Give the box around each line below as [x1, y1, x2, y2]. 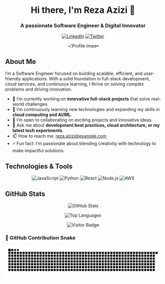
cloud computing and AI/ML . [12, 112, 73, 118]
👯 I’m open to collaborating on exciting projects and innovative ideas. [12, 117, 153, 123]
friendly [5, 76, 21, 82]
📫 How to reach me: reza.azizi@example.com [12, 133, 107, 139]
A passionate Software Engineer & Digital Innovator [20, 22, 146, 29]
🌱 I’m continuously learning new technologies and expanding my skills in [12, 107, 160, 113]
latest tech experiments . [12, 127, 64, 133]
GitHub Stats [5, 189, 45, 198]
